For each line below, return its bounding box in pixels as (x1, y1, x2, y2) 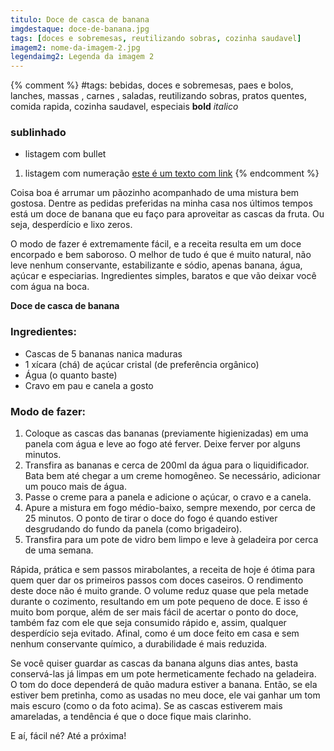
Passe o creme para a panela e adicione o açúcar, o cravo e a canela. (24, 491, 312, 503)
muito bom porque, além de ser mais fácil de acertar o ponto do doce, (10, 606, 299, 618)
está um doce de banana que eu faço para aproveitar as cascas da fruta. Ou (10, 208, 325, 220)
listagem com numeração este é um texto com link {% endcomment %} (24, 167, 320, 180)
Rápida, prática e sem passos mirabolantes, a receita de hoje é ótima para (10, 564, 316, 576)
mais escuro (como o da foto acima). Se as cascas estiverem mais (10, 700, 283, 712)
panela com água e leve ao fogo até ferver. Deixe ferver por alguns (24, 438, 301, 450)
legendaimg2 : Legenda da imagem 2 (10, 52, 155, 62)
